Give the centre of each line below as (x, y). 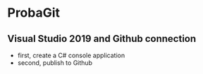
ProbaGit (34, 13)
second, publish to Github (55, 63)
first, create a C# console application (71, 55)
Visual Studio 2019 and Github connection (102, 39)
